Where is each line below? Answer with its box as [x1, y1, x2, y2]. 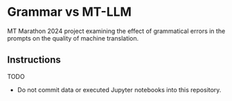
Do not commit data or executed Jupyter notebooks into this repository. [17, 85, 222, 93]
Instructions [7, 54, 61, 66]
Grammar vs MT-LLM [7, 4, 132, 20]
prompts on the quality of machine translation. [7, 34, 139, 42]
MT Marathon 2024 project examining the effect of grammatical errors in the [7, 27, 226, 35]
